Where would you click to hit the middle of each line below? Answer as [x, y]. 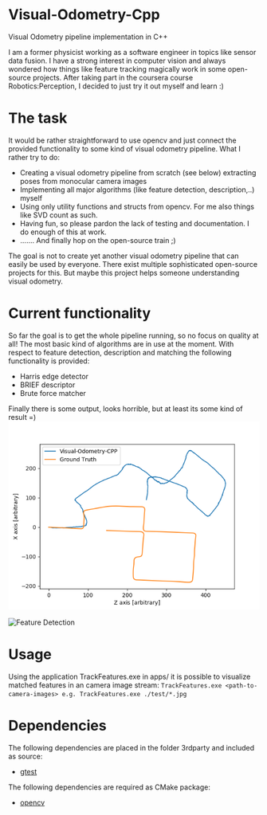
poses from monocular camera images [83, 181]
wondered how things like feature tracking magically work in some [117, 69]
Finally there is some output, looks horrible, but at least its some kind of [126, 409]
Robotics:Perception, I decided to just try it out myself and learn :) [116, 86]
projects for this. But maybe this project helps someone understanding [124, 272]
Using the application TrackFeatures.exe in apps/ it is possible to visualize [130, 676]
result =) [22, 417]
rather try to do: [34, 157]
